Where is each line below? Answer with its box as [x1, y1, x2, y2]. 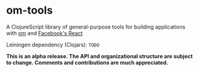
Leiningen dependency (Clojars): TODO [6, 41, 100, 48]
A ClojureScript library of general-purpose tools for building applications [6, 23, 186, 30]
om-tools [6, 4, 53, 17]
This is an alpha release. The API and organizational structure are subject [6, 52, 193, 60]
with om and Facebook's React [6, 29, 83, 36]
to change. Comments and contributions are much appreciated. [6, 59, 168, 66]
